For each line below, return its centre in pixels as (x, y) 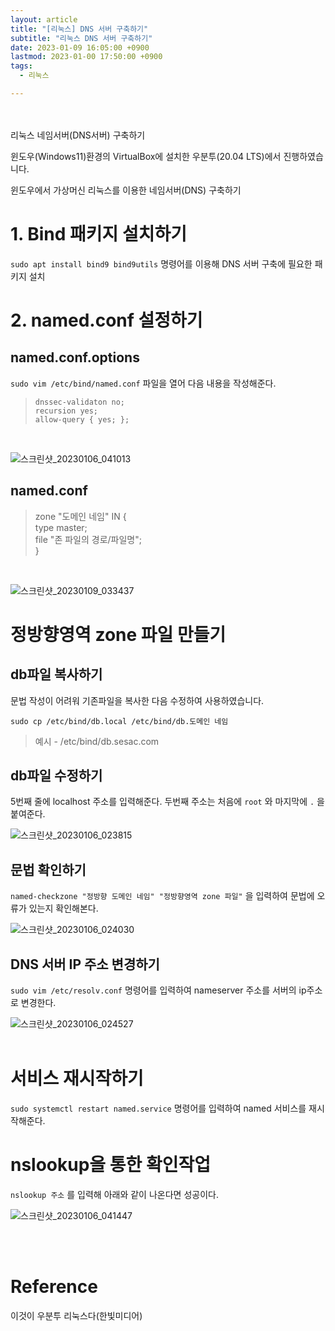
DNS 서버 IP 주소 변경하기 (85, 964)
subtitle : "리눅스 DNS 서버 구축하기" (81, 38)
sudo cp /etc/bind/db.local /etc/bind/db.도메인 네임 (119, 721)
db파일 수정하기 (56, 776)
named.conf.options (75, 357)
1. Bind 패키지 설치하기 (98, 234)
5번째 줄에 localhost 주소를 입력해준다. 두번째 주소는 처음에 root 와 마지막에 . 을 (167, 802)
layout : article (44, 19)
